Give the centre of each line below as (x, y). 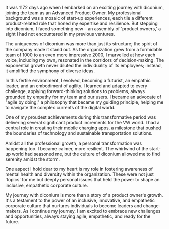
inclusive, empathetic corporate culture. (47, 185)
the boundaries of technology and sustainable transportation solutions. (79, 133)
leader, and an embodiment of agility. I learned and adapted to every (76, 86)
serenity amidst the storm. (33, 159)
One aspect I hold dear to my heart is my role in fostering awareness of (79, 169)
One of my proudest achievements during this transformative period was (81, 117)
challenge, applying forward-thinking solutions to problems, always (75, 91)
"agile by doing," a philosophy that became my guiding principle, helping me (84, 102)
